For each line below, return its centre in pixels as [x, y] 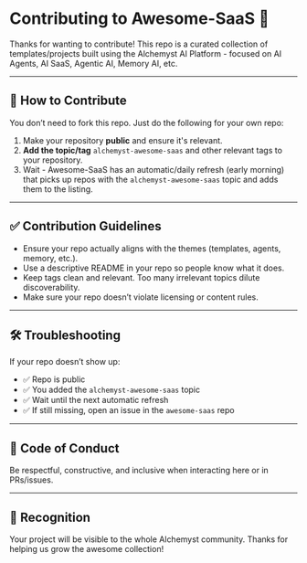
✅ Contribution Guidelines [85, 226]
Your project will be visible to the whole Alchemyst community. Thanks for [149, 539]
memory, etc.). [50, 258]
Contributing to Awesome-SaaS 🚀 [139, 19]
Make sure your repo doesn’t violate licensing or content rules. [140, 297]
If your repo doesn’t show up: [65, 362]
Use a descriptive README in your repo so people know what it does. [153, 268]
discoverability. [51, 287]
